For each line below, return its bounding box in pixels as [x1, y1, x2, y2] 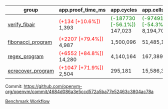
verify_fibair [7, 21, 35, 28]
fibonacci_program [7, 38, 52, 45]
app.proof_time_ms [58, 6, 106, 13]
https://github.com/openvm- [23, 83, 82, 89]
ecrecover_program [7, 67, 54, 74]
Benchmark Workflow [5, 98, 50, 104]
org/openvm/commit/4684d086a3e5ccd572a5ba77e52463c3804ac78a [5, 88, 154, 94]
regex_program [7, 53, 44, 59]
